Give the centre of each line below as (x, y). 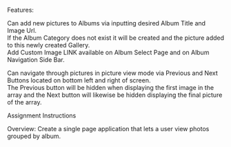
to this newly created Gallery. (49, 45)
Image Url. (22, 31)
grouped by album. (34, 136)
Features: (21, 10)
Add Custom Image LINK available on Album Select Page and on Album (108, 52)
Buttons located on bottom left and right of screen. (79, 80)
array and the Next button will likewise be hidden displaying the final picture (115, 95)
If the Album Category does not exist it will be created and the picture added (116, 38)
